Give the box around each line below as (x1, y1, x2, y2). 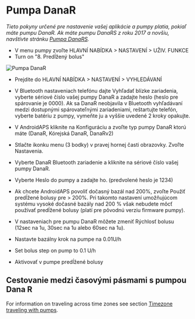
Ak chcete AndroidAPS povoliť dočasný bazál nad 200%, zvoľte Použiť (14, 187, 186, 194)
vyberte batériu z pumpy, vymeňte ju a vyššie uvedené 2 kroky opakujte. (14, 112, 190, 119)
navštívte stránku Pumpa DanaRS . (6, 35, 90, 42)
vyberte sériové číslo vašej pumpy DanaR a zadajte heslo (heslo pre (14, 93, 179, 100)
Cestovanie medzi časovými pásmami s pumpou (6, 276, 187, 286)
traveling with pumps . (6, 306, 59, 313)
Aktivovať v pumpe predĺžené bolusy (14, 258, 104, 265)
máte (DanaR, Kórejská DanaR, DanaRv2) (14, 130, 114, 137)
